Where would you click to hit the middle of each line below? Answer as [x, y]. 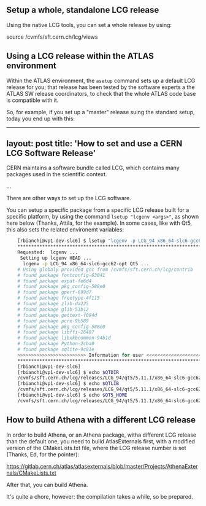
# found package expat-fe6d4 [55, 281]
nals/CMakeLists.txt [31, 473]
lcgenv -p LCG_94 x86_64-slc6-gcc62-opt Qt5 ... [86, 263]
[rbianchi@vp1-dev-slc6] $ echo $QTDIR [68, 372]
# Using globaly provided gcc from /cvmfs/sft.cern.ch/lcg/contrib [105, 270]
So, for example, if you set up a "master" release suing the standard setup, [101, 112]
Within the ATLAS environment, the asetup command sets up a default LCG [101, 80]
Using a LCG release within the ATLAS [80, 56]
